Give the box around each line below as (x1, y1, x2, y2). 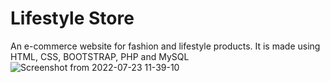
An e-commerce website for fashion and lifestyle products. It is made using (10, 40, 321, 52)
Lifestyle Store (10, 7, 135, 30)
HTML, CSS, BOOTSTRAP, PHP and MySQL (10, 50, 190, 62)
